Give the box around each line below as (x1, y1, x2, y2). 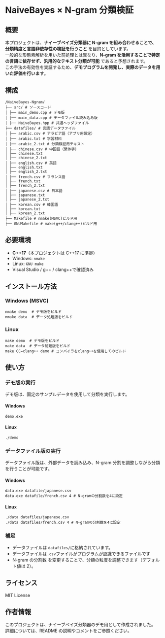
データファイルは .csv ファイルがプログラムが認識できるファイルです (12, 550, 151, 557)
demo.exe (5, 414, 23, 419)
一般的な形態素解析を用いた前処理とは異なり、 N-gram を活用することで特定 (5, 52, 160, 58)
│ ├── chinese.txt (5, 151, 43, 156)
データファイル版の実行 (5, 447, 61, 454)
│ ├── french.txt (5, 178, 41, 184)
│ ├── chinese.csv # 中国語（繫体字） (5, 146, 79, 152)
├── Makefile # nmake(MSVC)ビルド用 (5, 216, 77, 221)
